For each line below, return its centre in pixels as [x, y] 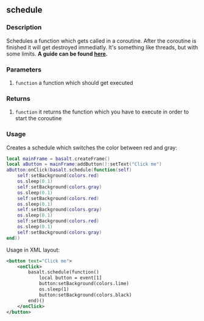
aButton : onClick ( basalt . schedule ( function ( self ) [69, 170]
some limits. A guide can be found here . [57, 54]
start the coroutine [38, 118]
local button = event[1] [70, 278]
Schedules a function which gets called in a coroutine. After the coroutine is [101, 41]
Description [24, 27]
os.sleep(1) [54, 289]
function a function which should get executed [74, 82]
